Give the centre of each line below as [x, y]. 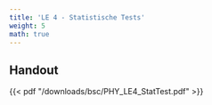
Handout [34, 70]
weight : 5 [28, 26]
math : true [29, 34]
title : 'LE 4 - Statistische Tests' [77, 17]
